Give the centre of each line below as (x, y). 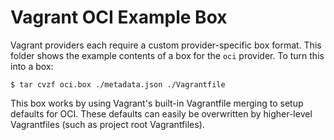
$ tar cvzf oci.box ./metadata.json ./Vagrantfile (118, 84)
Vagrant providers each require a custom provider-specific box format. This (166, 45)
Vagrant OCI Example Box (119, 17)
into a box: (32, 66)
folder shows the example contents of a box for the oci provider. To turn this (167, 55)
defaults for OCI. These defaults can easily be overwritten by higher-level (161, 113)
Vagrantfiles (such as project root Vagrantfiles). (107, 124)
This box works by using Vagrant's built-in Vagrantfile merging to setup (157, 103)
